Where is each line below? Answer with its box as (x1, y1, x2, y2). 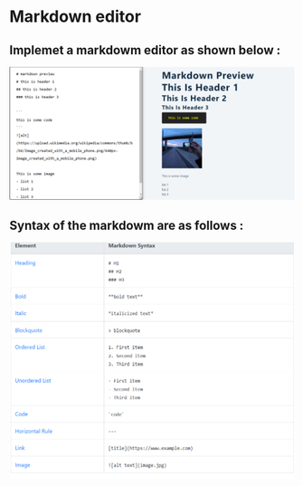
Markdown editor (9, 6, 142, 27)
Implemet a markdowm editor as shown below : (9, 43, 281, 58)
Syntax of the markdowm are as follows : (9, 217, 244, 233)
